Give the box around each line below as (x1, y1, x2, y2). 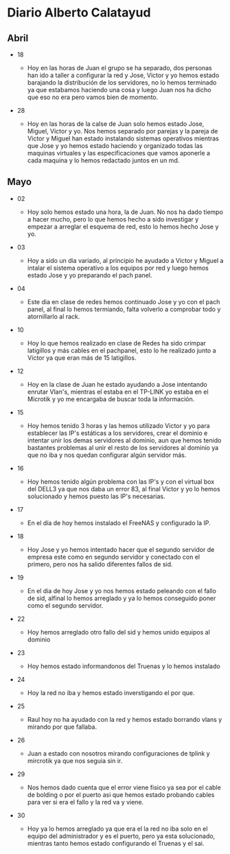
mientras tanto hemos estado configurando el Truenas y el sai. (27, 839, 205, 847)
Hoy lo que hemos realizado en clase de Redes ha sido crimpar (27, 339, 206, 347)
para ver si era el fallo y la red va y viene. (27, 798, 144, 806)
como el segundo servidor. (27, 601, 104, 610)
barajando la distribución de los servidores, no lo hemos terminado (27, 78, 217, 87)
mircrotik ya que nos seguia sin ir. (27, 756, 123, 765)
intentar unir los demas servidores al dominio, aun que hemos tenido (27, 436, 222, 445)
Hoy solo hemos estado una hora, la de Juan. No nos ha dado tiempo (27, 208, 223, 216)
